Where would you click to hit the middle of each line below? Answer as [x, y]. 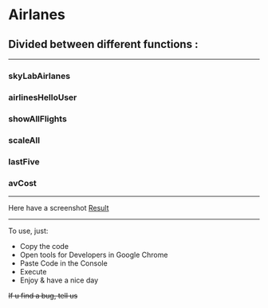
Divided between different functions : [103, 44]
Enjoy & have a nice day [59, 280]
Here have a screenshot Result [59, 207]
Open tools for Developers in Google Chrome [94, 255]
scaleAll [24, 140]
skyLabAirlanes [39, 76]
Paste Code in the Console [63, 263]
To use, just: [28, 231]
